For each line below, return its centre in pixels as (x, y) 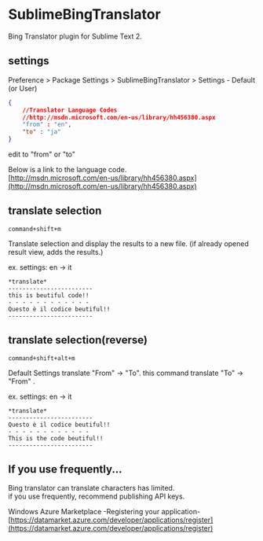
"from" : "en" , (47, 125)
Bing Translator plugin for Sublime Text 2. (75, 36)
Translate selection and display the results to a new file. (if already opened (129, 243)
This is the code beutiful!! (56, 438)
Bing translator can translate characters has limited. (91, 488)
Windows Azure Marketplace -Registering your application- (104, 512)
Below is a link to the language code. (68, 169)
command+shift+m (35, 229)
